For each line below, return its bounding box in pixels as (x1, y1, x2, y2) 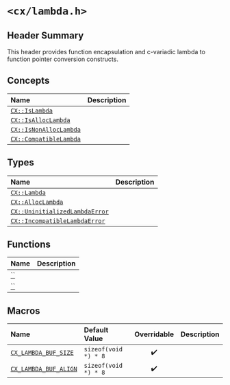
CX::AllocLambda (10, 198, 64, 206)
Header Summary (7, 30, 84, 41)
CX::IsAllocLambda (10, 116, 71, 124)
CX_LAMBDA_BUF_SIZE (10, 349, 74, 357)
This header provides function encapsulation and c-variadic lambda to (7, 48, 205, 56)
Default (84, 325, 109, 335)
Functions (7, 239, 51, 250)
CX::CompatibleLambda (10, 135, 81, 143)
